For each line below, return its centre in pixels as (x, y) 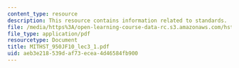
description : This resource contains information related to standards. (117, 21)
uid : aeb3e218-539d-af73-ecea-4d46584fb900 (73, 54)
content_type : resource (43, 14)
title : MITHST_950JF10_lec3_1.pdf (59, 47)
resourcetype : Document (43, 40)
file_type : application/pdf (49, 34)
